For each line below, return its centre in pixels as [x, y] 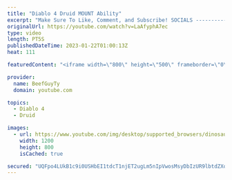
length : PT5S [26, 39]
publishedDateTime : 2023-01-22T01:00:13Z [68, 46]
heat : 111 [21, 53]
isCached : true [41, 154]
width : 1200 [37, 141]
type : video [24, 33]
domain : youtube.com [43, 90]
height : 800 [37, 147]
